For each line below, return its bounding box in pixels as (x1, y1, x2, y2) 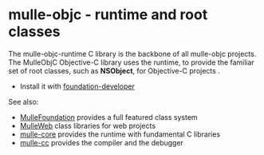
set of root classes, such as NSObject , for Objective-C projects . (8, 66, 221, 75)
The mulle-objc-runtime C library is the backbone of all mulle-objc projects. (8, 49, 257, 58)
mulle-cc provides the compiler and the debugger (19, 137, 183, 147)
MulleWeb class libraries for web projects (19, 121, 156, 130)
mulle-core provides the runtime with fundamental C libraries (19, 129, 221, 139)
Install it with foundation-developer (19, 81, 136, 91)
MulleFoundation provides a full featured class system (19, 112, 198, 121)
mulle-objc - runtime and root (8, 6, 208, 24)
